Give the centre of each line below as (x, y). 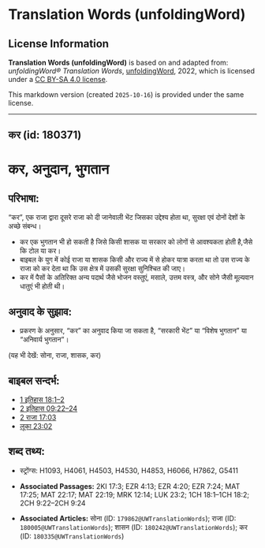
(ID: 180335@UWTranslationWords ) (72, 536)
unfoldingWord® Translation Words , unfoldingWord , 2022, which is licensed (131, 71)
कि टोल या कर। (40, 251)
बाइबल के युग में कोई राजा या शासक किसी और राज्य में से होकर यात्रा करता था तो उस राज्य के (134, 260)
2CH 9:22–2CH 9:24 (52, 503)
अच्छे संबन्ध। (25, 226)
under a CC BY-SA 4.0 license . (58, 79)
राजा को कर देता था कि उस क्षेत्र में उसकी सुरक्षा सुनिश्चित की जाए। (103, 269)
